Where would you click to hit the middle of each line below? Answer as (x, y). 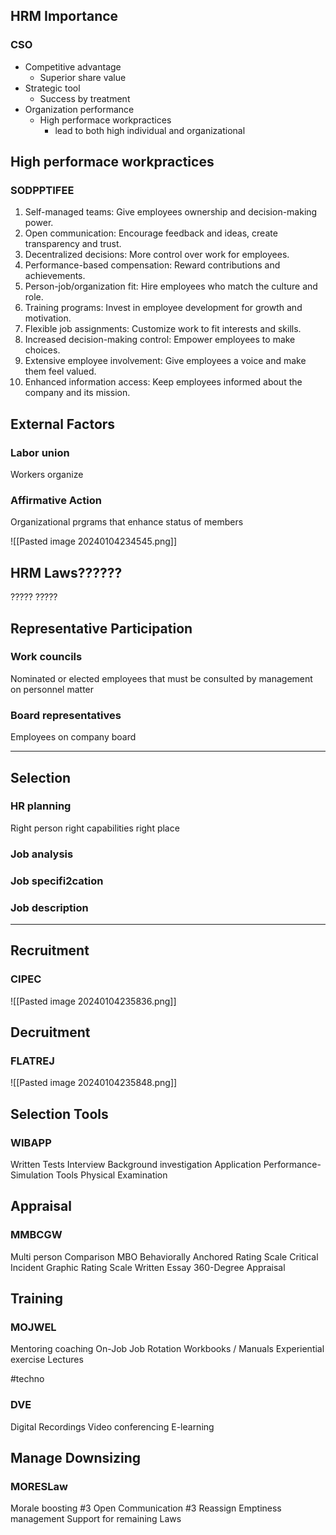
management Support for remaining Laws (96, 1519)
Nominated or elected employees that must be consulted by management (161, 678)
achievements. (55, 276)
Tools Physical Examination (111, 1175)
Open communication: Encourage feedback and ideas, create (151, 233)
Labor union (40, 452)
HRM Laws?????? (66, 572)
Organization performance (79, 109)
